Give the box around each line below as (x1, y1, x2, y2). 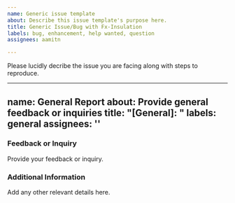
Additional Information (7, 172, 86, 182)
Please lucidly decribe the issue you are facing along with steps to (7, 62, 198, 70)
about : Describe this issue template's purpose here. (7, 17, 168, 24)
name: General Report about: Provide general (7, 96, 208, 108)
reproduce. (7, 69, 40, 78)
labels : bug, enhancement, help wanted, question (7, 29, 155, 37)
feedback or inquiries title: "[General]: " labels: (7, 106, 217, 119)
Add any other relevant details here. (7, 188, 111, 197)
